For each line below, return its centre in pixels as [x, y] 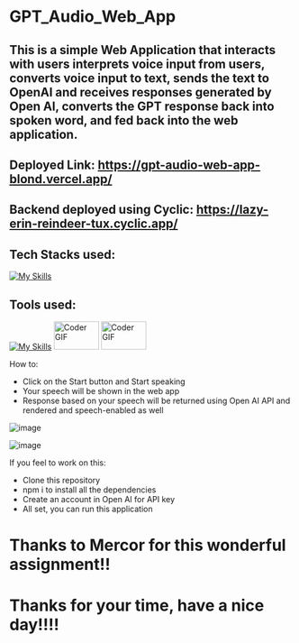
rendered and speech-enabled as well [93, 410]
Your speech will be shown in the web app [101, 390]
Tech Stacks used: [62, 254]
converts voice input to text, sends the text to [140, 78]
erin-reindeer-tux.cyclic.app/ [94, 224]
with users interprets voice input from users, [137, 64]
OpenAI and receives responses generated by [140, 92]
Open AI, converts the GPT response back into [142, 106]
